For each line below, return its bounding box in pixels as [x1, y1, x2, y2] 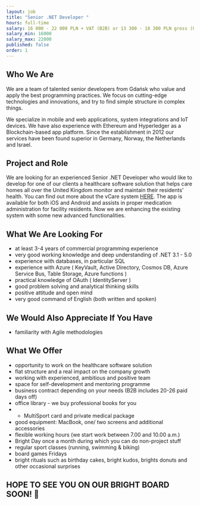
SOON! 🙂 [6, 489, 39, 500]
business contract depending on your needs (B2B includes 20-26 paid [14, 387, 187, 394]
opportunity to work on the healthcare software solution [14, 361, 152, 369]
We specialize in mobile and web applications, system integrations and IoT [6, 115, 189, 123]
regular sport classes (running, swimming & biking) [14, 444, 140, 451]
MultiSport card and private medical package [23, 412, 135, 419]
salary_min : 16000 [6, 31, 52, 37]
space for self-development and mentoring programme [14, 380, 151, 387]
